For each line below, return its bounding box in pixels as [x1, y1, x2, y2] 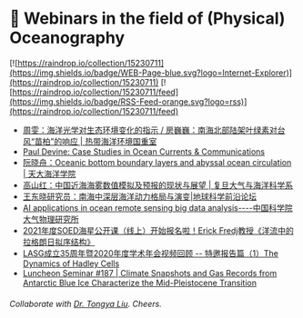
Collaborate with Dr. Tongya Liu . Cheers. [9, 298, 162, 309]
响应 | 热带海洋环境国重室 [62, 135, 157, 146]
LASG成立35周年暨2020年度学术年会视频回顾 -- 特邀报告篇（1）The [22, 247, 279, 258]
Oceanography [9, 27, 126, 48]
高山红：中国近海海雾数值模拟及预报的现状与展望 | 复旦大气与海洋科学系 [22, 179, 294, 190]
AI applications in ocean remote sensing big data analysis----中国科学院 [22, 202, 293, 213]
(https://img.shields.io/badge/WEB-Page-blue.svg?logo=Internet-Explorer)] [9, 67, 293, 78]
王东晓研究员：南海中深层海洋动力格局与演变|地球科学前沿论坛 [22, 191, 258, 202]
